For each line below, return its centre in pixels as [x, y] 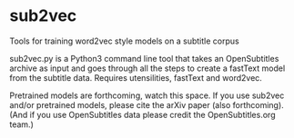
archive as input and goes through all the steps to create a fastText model [147, 68]
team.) [22, 124]
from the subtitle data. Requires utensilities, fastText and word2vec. [136, 77]
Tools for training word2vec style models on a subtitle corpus [124, 41]
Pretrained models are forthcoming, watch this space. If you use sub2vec [147, 95]
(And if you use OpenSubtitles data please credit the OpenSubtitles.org [142, 114]
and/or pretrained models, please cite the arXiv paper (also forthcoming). [147, 104]
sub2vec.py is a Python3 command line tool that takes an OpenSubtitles [144, 58]
